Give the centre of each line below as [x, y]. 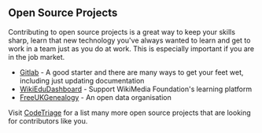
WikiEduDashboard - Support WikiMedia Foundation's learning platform [136, 89]
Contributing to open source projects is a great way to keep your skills [122, 31]
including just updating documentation [82, 80]
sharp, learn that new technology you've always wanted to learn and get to [129, 40]
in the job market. [37, 57]
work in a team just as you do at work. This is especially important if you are [131, 48]
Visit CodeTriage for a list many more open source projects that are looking [130, 113]
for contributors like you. [48, 120]
